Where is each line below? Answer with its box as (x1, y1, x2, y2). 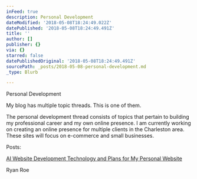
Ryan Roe (6, 167, 29, 174)
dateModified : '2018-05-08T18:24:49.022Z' (6, 19, 112, 25)
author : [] (6, 36, 33, 42)
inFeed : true (6, 8, 38, 15)
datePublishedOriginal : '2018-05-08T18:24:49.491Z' (6, 58, 136, 64)
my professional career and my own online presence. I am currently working (6, 119, 192, 127)
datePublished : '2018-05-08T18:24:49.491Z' (6, 25, 115, 31)
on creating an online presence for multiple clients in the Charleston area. (6, 126, 185, 133)
